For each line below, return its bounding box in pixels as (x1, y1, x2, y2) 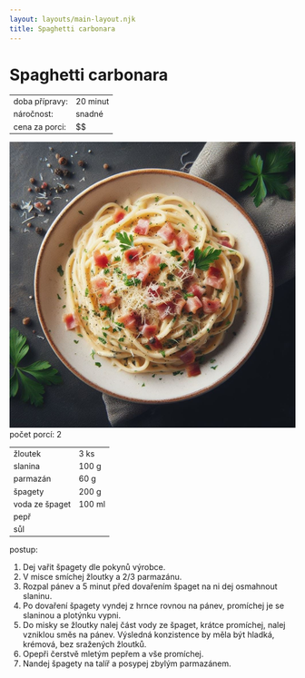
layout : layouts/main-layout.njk (9, 15, 136, 24)
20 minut (75, 96, 110, 107)
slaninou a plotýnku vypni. (22, 609, 122, 621)
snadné (75, 109, 104, 120)
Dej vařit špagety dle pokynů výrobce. (22, 561, 166, 572)
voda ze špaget (13, 498, 71, 509)
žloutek (13, 447, 42, 458)
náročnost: (13, 109, 54, 120)
